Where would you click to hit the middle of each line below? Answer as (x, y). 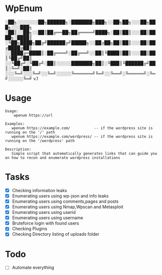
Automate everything (33, 268)
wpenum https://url (33, 115)
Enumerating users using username (48, 218)
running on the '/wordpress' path (40, 141)
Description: (18, 149)
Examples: (15, 124)
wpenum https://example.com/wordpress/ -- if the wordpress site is (82, 136)
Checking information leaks (39, 190)
